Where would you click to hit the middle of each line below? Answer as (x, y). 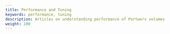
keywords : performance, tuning (38, 14)
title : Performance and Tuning (38, 10)
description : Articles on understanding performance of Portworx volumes (85, 19)
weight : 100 (18, 24)
